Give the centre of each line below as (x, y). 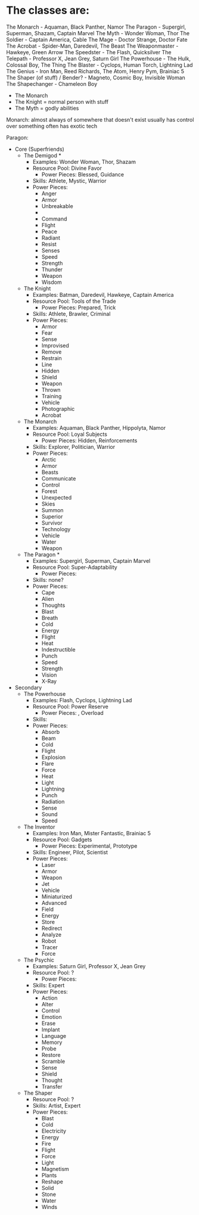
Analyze (51, 934)
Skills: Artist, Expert (57, 1105)
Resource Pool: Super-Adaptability (75, 567)
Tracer (49, 947)
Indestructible (58, 649)
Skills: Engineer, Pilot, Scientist (70, 852)
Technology (56, 529)
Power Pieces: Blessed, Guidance (83, 174)
